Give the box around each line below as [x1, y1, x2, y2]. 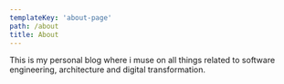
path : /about [9, 22, 59, 31]
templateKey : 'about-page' [9, 13, 112, 23]
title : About [9, 30, 59, 39]
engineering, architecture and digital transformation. [9, 64, 206, 75]
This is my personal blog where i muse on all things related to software [9, 55, 276, 66]
